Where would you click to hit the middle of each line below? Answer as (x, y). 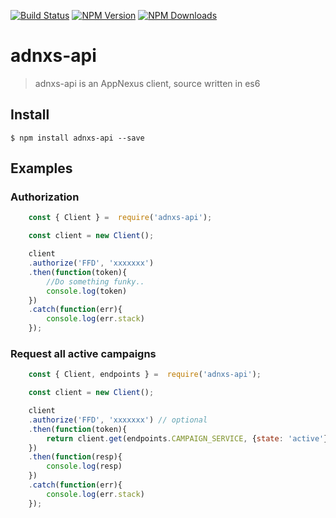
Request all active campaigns (83, 353)
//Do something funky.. (95, 281)
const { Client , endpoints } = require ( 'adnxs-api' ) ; (145, 375)
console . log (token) (87, 291)
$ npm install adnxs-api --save (77, 138)
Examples (41, 168)
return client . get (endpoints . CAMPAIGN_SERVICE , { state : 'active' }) (189, 438)
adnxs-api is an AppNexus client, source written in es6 (147, 83)
